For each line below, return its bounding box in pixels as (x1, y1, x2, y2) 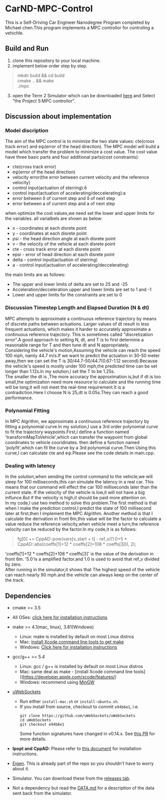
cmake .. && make (17, 77, 55, 83)
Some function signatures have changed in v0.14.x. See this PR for (19, 731, 155, 737)
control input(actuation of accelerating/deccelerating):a (12, 190, 126, 196)
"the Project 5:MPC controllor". (12, 98, 76, 104)
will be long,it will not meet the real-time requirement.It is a (5, 384, 125, 390)
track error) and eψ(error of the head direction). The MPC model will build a (5, 143, 160, 149)
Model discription (5, 127, 49, 134)
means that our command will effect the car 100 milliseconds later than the (5, 484, 158, 490)
